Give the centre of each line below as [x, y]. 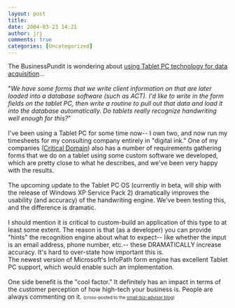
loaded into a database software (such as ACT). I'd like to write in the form [116, 96]
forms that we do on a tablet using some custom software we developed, [113, 155]
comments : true [30, 40]
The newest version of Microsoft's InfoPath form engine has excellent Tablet [118, 259]
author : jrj [25, 33]
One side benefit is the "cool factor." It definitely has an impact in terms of [114, 282]
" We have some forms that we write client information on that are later [110, 89]
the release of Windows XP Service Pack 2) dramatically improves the [109, 192]
